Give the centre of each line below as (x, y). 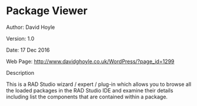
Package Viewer (47, 11)
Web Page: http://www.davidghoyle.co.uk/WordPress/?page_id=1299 (90, 61)
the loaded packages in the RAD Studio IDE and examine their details (90, 90)
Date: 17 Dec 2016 (28, 50)
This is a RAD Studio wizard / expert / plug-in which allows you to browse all (99, 84)
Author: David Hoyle (30, 27)
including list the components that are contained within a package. (87, 97)
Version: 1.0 (20, 38)
